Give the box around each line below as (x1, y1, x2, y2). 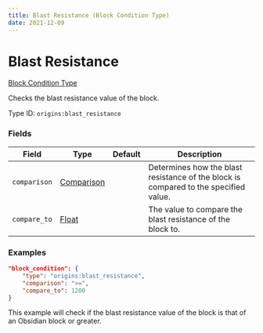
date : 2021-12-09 (8, 19, 65, 27)
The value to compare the (148, 204, 243, 215)
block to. (148, 223, 180, 234)
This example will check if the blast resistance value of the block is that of (8, 308, 247, 317)
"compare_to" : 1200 (22, 287, 86, 295)
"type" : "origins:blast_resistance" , (22, 272, 146, 280)
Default (112, 148, 141, 159)
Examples (8, 247, 47, 258)
